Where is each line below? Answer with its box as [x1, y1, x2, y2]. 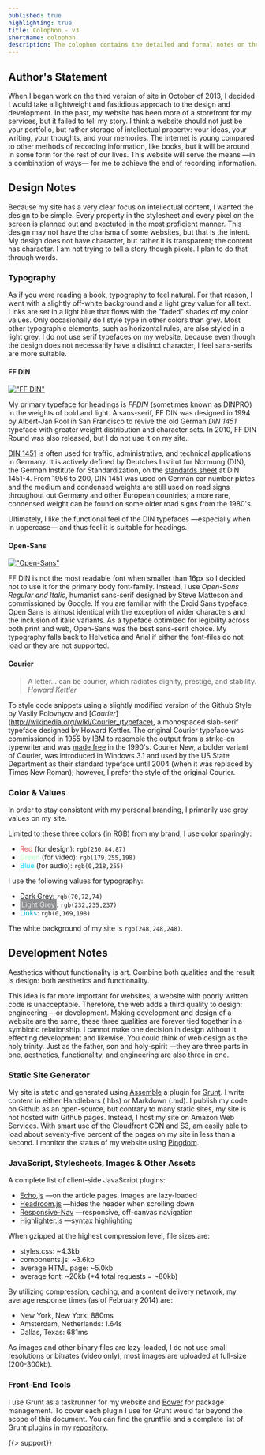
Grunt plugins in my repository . [8, 1423, 109, 1432]
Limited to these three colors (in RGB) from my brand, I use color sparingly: [8, 829, 252, 838]
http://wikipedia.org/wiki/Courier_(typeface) [10, 716, 154, 727]
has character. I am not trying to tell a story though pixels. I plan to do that [8, 244, 248, 254]
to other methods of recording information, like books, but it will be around [8, 141, 250, 151]
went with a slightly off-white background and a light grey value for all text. [8, 299, 252, 308]
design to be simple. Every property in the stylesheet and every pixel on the [8, 210, 255, 220]
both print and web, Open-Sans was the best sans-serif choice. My [8, 624, 227, 634]
